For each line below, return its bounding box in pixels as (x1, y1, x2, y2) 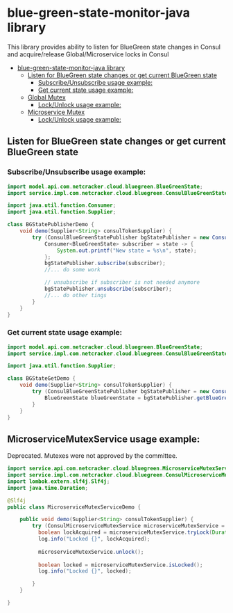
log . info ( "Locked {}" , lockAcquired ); (37, 536, 150, 543)
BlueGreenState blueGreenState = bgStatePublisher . (44, 395, 197, 401)
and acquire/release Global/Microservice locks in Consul (7, 50, 169, 58)
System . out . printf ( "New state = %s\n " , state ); (56, 247, 197, 254)
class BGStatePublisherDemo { (7, 221, 95, 228)
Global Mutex (27, 93, 66, 102)
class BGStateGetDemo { (7, 375, 76, 382)
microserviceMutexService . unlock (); (37, 548, 144, 555)
